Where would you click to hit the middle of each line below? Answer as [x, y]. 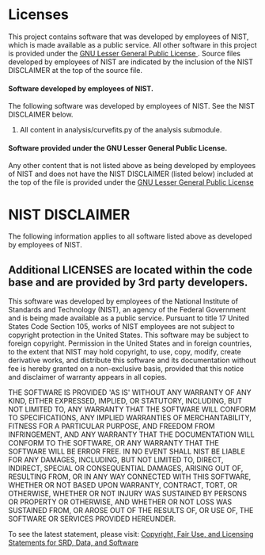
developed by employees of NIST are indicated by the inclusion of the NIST [131, 62]
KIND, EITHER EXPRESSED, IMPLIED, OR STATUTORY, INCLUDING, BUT [125, 401]
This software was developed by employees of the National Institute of [123, 301]
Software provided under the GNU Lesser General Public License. [118, 147]
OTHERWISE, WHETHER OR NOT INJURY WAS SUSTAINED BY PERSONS [128, 494]
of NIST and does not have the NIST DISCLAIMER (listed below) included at [131, 174]
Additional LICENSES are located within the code [131, 270]
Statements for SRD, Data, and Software [73, 543]
